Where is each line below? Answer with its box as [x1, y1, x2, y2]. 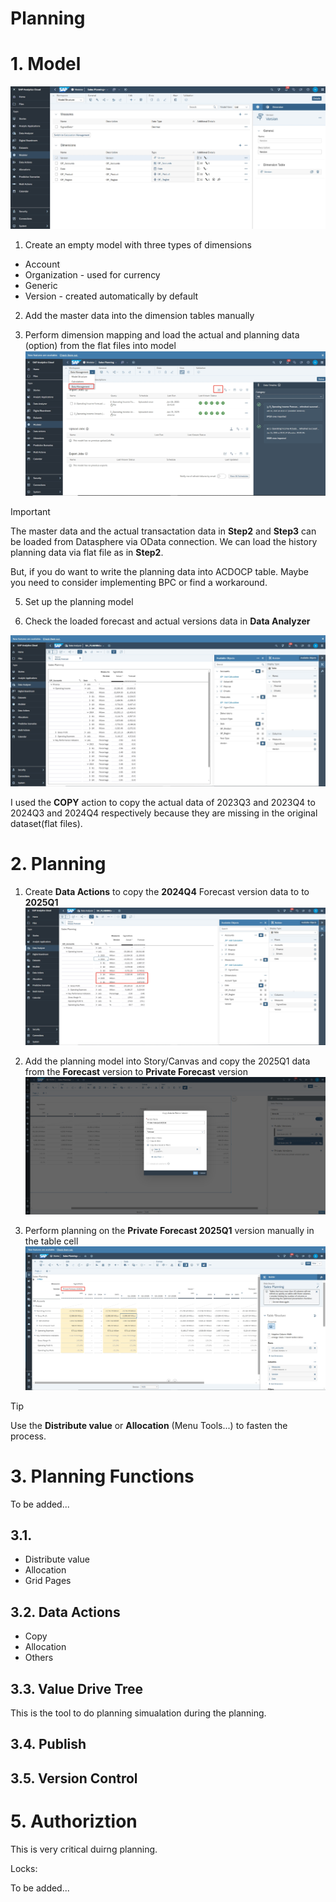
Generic [24, 279, 58, 291]
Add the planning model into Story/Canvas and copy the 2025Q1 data [24, 1055, 311, 1067]
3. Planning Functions [10, 1465, 195, 1487]
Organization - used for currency [24, 268, 161, 281]
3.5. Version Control [10, 1770, 138, 1787]
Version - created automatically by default [24, 290, 199, 302]
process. [10, 1430, 47, 1442]
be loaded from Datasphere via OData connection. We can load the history [10, 535, 318, 547]
